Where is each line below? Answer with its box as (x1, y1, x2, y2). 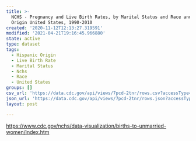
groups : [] (6, 85, 33, 91)
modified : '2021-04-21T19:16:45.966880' (6, 30, 106, 36)
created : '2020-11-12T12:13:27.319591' (6, 25, 103, 31)
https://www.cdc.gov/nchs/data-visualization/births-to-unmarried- (6, 122, 167, 129)
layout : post (6, 101, 38, 107)
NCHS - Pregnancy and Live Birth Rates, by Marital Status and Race (11, 14, 181, 20)
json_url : (6, 95, 30, 101)
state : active (6, 36, 41, 42)
